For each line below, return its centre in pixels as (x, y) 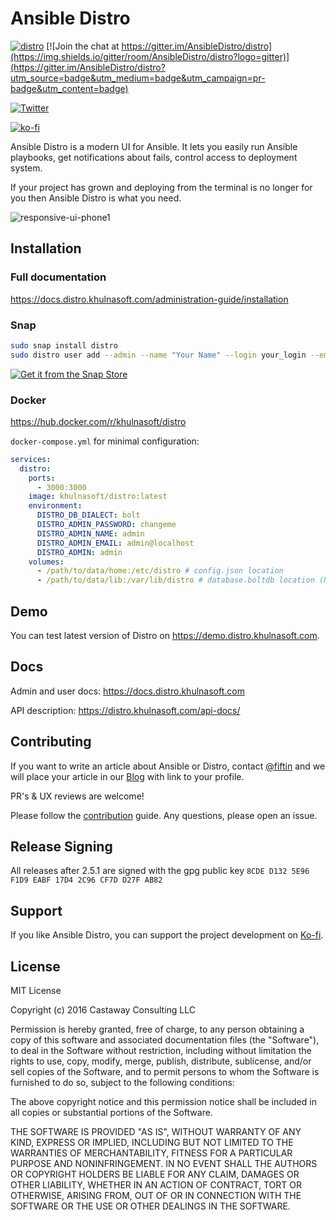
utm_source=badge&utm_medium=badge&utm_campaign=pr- (138, 78)
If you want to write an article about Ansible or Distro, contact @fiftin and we (168, 766)
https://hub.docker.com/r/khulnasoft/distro (98, 421)
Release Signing (61, 847)
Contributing (51, 742)
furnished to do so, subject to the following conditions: (122, 1083)
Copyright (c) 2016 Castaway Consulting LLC (103, 1010)
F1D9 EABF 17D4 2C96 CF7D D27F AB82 (86, 880)
